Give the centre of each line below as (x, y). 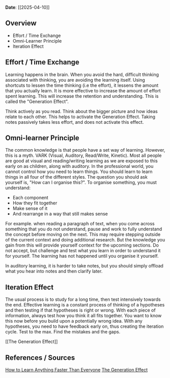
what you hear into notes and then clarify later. (54, 271)
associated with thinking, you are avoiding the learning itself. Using (75, 80)
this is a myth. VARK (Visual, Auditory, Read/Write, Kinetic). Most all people (83, 156)
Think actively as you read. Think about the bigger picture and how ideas (82, 111)
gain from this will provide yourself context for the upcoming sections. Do (82, 245)
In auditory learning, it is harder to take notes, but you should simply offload (84, 266)
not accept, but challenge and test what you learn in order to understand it (83, 251)
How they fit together (35, 203)
